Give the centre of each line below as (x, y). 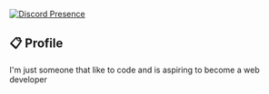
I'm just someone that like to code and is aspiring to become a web (135, 70)
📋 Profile (36, 44)
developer (29, 79)
